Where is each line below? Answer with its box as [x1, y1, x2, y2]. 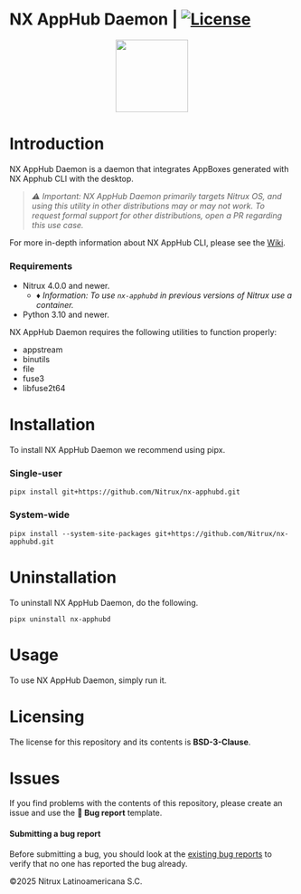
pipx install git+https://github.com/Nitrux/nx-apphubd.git [9, 487, 241, 497]
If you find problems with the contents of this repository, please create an [9, 798, 283, 809]
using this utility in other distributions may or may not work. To [31, 200, 265, 211]
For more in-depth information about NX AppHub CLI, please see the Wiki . [9, 236, 287, 248]
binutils [22, 354, 51, 365]
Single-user [9, 467, 63, 480]
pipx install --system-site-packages [9, 529, 152, 538]
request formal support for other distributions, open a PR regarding [31, 209, 283, 221]
